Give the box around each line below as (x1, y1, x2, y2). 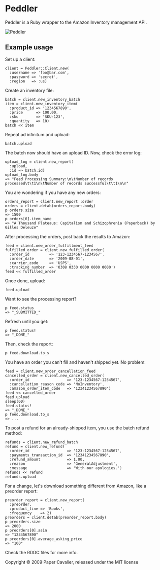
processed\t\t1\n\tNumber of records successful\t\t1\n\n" (5, 181, 129, 186)
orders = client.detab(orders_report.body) (5, 203, 96, 208)
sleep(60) (5, 399, 26, 404)
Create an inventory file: (5, 87, 54, 93)
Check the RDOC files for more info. (5, 549, 78, 555)
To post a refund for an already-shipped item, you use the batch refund (5, 425, 150, 431)
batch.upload (5, 141, 32, 146)
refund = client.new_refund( (5, 444, 65, 449)
